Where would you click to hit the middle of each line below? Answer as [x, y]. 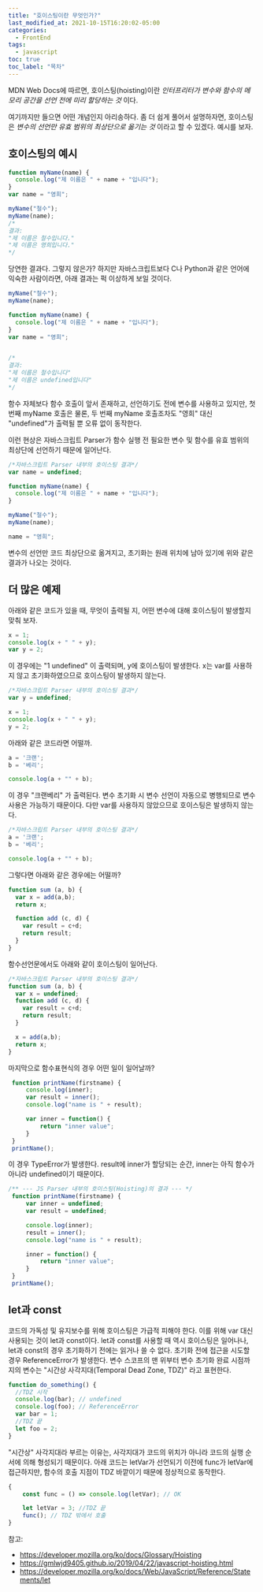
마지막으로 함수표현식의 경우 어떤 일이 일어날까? [81, 1068]
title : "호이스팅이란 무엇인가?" [55, 15]
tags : [17, 45]
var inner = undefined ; [65, 1204]
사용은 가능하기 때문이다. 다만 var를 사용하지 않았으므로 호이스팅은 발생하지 [124, 805]
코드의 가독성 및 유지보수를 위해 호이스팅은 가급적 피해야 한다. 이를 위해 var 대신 [131, 1330]
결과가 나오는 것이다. [40, 562]
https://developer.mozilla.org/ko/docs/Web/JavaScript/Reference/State [135, 1572]
